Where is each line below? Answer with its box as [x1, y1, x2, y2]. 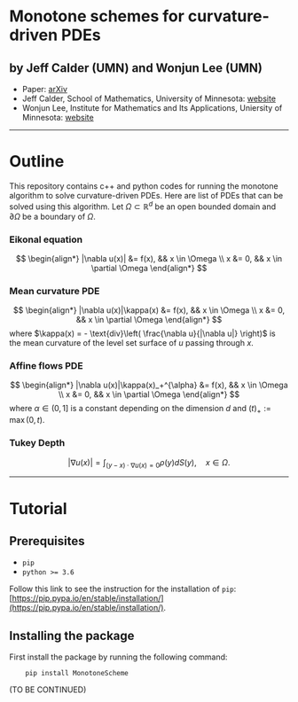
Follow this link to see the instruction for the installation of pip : [9, 583, 237, 595]
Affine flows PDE [9, 360, 83, 372]
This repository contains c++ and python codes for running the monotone [9, 180, 278, 191]
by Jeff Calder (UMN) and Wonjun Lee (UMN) [9, 60, 263, 75]
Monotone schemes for [9, 6, 184, 27]
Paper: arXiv [21, 84, 68, 94]
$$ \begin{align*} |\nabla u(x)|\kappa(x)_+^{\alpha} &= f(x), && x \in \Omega [10, 379, 288, 391]
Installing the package [9, 628, 135, 643]
